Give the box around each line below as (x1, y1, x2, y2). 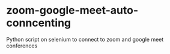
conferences (6, 42, 38, 49)
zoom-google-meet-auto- (6, 4, 139, 17)
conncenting (6, 16, 71, 30)
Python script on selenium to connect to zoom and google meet (6, 36, 164, 43)
